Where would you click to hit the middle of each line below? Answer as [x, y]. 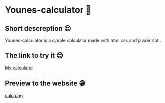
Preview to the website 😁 [45, 83]
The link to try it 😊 [34, 56]
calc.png [14, 95]
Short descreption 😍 [38, 28]
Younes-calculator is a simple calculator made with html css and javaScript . [83, 40]
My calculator [19, 68]
